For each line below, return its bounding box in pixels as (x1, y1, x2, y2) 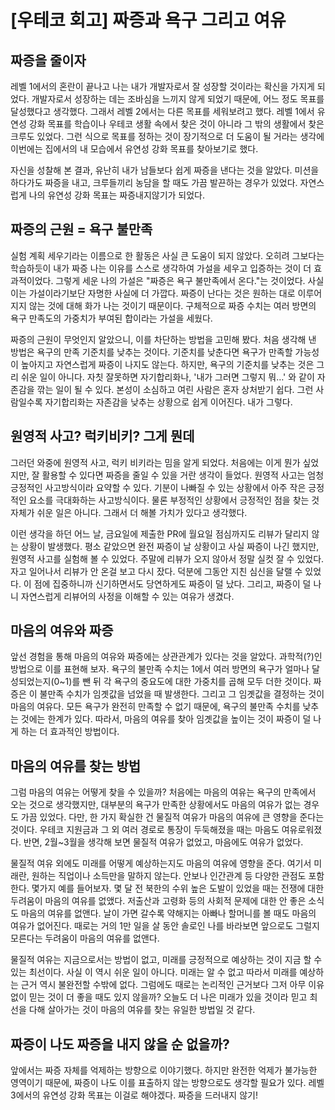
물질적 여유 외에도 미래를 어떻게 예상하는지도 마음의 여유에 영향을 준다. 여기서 (10, 857, 312, 870)
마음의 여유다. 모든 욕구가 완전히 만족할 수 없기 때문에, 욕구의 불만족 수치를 (10, 701, 301, 713)
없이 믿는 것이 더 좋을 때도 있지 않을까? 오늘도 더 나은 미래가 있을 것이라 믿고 (10, 991, 308, 1003)
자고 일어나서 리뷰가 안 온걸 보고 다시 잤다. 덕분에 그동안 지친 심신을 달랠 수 (10, 565, 303, 577)
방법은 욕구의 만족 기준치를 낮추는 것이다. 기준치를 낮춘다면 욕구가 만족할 (10, 346, 293, 358)
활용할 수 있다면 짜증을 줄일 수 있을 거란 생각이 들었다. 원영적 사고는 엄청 (41, 469, 325, 481)
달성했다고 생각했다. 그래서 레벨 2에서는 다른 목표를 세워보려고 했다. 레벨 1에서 (10, 106, 315, 117)
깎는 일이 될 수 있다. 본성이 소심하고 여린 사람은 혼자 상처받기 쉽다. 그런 (36, 383, 314, 395)
